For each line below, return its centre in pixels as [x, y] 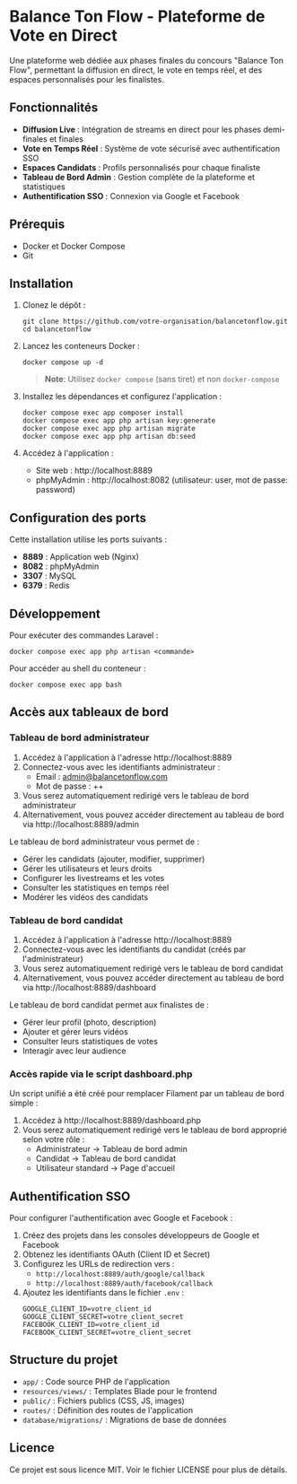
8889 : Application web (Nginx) [80, 557]
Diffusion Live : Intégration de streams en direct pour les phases [142, 129]
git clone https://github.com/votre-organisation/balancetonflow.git [155, 322]
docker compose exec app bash [66, 685]
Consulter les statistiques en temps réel [96, 887]
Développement [55, 613]
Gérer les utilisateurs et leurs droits [87, 869]
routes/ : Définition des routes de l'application [108, 1410]
